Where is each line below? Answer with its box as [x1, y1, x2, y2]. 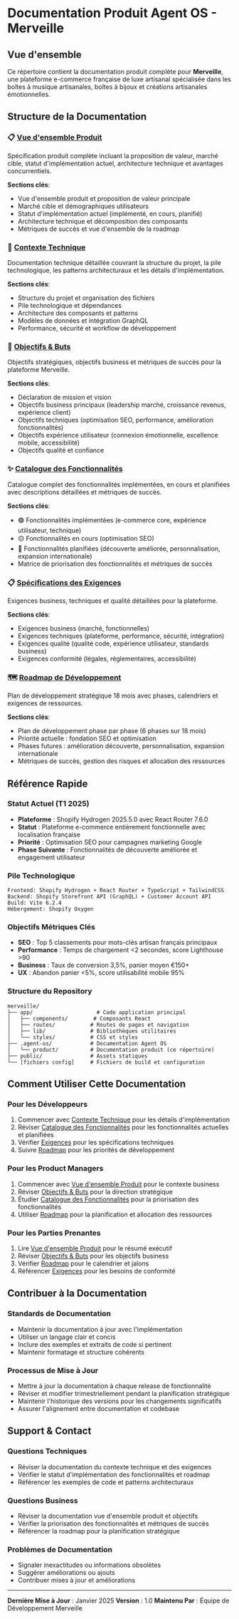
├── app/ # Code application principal [7, 1008, 186, 1016]
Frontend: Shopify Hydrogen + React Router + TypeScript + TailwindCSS [7, 887, 224, 894]
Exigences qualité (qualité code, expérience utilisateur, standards [17, 639, 209, 648]
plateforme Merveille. [7, 366, 70, 374]
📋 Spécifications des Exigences [7, 577, 122, 587]
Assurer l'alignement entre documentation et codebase [17, 1405, 180, 1413]
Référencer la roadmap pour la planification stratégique [17, 1527, 180, 1535]
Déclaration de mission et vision [17, 393, 112, 402]
